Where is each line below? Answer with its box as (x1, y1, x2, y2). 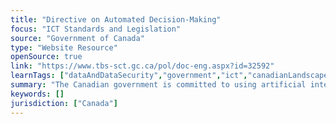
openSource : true (10, 52, 83, 62)
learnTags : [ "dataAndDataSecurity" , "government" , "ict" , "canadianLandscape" (10, 71, 333, 81)
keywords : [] (10, 89, 65, 99)
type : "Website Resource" (10, 42, 118, 53)
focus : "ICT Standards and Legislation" (10, 24, 182, 34)
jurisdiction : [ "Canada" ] (10, 98, 118, 108)
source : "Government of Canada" (10, 33, 145, 43)
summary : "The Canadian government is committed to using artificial (10, 80, 307, 90)
